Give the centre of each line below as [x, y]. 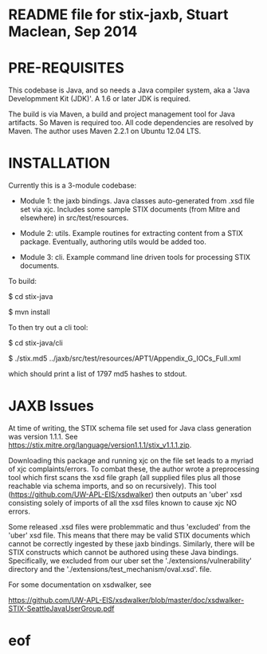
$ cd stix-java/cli [36, 343]
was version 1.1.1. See [43, 437]
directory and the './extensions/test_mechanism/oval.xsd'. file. [110, 569]
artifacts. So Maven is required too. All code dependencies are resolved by [131, 123]
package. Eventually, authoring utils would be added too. [113, 242]
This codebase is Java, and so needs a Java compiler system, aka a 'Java [129, 90]
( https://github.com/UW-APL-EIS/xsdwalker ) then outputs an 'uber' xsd [126, 494]
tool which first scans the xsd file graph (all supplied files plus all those [125, 477]
